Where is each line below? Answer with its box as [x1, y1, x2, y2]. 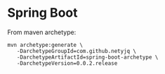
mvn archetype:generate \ [7, 41, 83, 48]
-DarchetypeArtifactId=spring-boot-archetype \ [16, 54, 159, 61]
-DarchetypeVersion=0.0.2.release [16, 59, 118, 67]
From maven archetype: [7, 28, 77, 36]
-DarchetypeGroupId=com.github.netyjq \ [16, 47, 137, 54]
